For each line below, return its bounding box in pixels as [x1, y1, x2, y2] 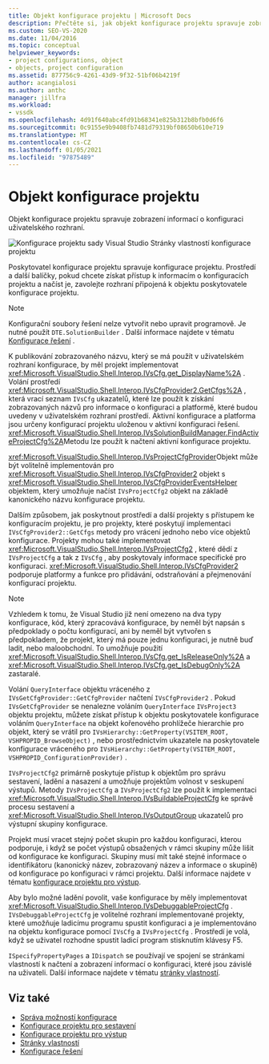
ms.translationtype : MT [8, 131, 88, 139]
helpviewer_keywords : [8, 49, 81, 57]
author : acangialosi [8, 79, 78, 87]
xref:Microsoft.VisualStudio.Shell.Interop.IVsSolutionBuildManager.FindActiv [8, 428, 259, 437]
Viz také [8, 991, 50, 1005]
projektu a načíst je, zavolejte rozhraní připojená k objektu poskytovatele [8, 280, 247, 289]
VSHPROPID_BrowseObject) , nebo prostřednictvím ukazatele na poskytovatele [8, 736, 260, 745]
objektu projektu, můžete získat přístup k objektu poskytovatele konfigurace [8, 710, 259, 719]
